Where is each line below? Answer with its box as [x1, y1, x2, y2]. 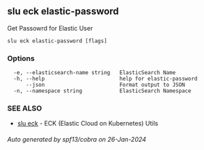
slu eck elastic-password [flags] [7, 37, 108, 44]
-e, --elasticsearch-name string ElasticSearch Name [13, 69, 176, 76]
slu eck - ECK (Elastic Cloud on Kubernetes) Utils [17, 119, 159, 128]
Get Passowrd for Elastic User [7, 24, 93, 32]
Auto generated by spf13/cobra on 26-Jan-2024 [7, 135, 146, 143]
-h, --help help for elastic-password [13, 76, 198, 83]
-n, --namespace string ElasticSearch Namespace [13, 87, 191, 94]
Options [7, 53, 35, 63]
